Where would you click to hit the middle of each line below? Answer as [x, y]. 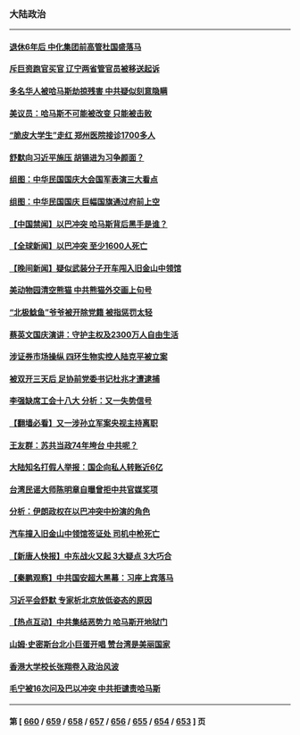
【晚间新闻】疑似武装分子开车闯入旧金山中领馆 [95, 268]
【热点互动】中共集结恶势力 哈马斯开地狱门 [88, 622]
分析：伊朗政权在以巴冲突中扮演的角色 [79, 511]
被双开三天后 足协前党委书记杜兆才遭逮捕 [85, 378]
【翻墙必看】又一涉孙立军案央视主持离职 [83, 423]
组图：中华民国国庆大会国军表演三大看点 [83, 180]
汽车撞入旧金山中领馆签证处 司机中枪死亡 [85, 533]
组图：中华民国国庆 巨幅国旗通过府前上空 [85, 202]
